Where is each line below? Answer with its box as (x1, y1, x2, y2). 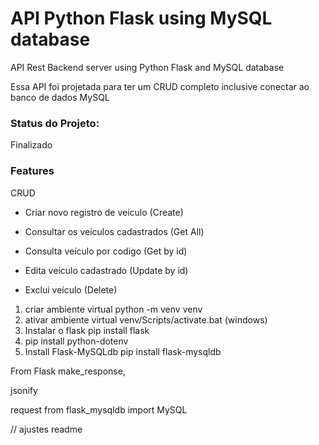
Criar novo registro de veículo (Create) (24, 206, 184, 218)
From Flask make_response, (10, 365, 126, 377)
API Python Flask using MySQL (10, 7, 273, 30)
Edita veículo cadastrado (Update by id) (24, 264, 189, 276)
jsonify (10, 384, 38, 396)
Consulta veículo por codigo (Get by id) (24, 245, 188, 257)
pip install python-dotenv (24, 335, 129, 347)
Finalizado (10, 139, 53, 151)
